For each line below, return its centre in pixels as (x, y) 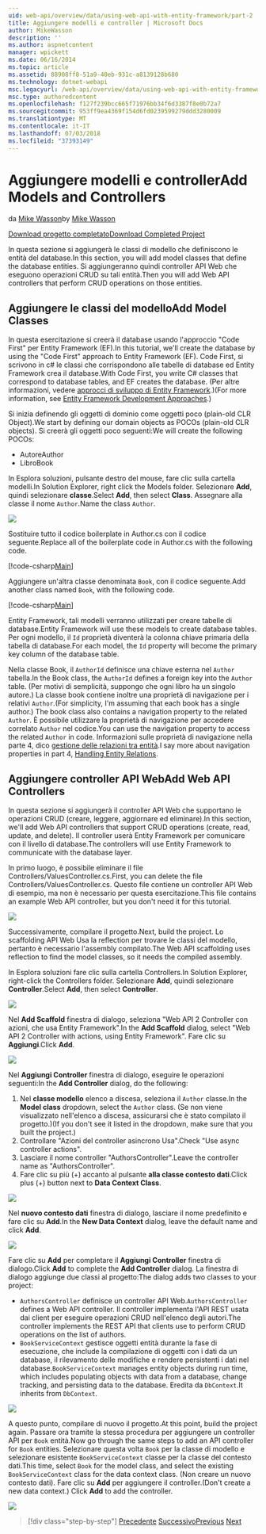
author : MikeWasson (40, 30)
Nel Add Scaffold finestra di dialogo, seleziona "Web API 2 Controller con (128, 1019)
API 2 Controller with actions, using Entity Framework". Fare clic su (117, 1036)
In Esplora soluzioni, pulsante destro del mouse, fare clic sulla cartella (122, 478)
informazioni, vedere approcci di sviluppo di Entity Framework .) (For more (127, 390)
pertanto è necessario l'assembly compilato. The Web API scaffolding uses (129, 949)
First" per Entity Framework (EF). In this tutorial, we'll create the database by (132, 348)
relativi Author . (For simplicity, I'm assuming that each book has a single (124, 703)
